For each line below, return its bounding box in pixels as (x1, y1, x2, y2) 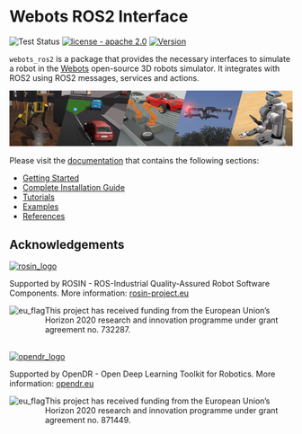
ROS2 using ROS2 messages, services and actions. (9, 72, 200, 83)
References (22, 211, 66, 222)
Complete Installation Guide (22, 182, 126, 193)
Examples (22, 201, 59, 212)
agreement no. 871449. (44, 415, 131, 425)
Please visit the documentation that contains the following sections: (9, 155, 260, 166)
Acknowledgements (9, 236, 125, 252)
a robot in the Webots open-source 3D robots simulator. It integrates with (9, 63, 280, 74)
